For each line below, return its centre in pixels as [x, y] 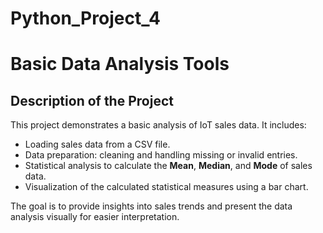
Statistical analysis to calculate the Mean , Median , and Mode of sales [168, 166]
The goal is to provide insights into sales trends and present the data [151, 206]
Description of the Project [92, 100]
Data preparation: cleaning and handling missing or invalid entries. [161, 155]
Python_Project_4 [85, 18]
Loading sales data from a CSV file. [97, 144]
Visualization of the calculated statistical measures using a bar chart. [166, 187]
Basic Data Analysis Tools [120, 64]
